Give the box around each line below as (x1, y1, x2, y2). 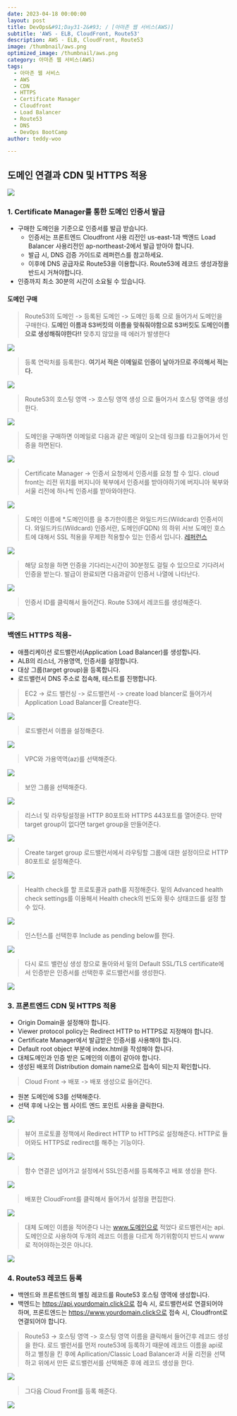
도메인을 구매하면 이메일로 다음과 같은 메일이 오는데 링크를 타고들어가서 (24, 432, 221, 440)
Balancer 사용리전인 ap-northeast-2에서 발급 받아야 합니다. (28, 242, 194, 251)
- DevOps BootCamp (13, 129, 68, 136)
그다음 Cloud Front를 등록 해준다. (24, 1387, 118, 1396)
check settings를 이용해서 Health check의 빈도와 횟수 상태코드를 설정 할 (24, 894, 226, 903)
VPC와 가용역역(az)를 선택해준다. (24, 754, 118, 763)
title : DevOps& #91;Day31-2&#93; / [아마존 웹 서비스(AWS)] (7, 23, 174, 30)
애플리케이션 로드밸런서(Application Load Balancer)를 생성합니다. (17, 648, 201, 656)
